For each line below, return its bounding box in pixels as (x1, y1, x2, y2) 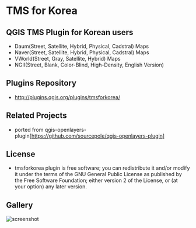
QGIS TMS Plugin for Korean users (6, 27, 134, 37)
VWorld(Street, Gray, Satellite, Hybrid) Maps (14, 55, 121, 62)
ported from (14, 126, 44, 133)
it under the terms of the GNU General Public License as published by (14, 171, 182, 178)
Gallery (6, 200, 33, 210)
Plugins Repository (6, 78, 77, 88)
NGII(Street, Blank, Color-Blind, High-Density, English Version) (14, 61, 164, 68)
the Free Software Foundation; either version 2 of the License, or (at (14, 177, 178, 184)
